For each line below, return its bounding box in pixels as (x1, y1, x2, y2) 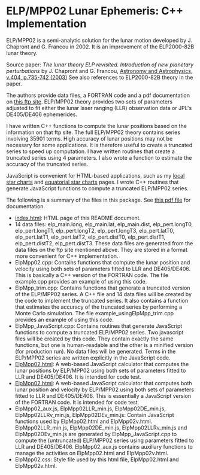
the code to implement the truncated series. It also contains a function (14, 297, 189, 304)
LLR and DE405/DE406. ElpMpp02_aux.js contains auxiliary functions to (14, 443, 193, 450)
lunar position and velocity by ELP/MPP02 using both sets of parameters (14, 386, 195, 393)
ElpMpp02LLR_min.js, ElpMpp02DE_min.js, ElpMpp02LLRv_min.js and (14, 424, 187, 431)
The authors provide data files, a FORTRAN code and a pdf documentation (6, 92, 190, 99)
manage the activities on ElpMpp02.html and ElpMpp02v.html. (14, 449, 169, 456)
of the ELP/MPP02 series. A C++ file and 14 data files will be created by (14, 290, 192, 297)
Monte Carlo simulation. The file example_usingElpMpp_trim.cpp (14, 309, 174, 316)
